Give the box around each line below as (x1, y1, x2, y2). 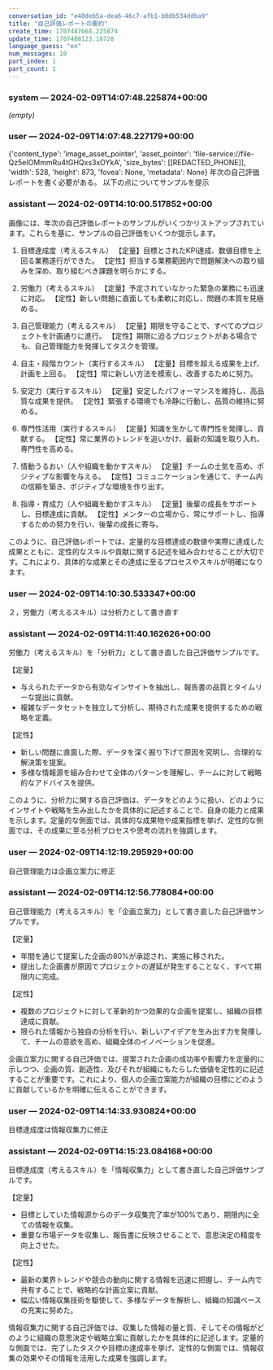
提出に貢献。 (34, 693, 78, 703)
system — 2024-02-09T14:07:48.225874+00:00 (8, 91, 208, 103)
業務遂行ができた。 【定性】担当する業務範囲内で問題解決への (34, 256, 244, 265)
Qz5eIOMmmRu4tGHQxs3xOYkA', (8, 158, 123, 168)
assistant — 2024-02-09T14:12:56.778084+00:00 (8, 886, 214, 898)
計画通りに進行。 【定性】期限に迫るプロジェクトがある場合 (48, 330, 250, 340)
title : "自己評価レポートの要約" (8, 20, 108, 28)
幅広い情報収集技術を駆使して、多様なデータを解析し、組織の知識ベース (19, 1295, 262, 1305)
